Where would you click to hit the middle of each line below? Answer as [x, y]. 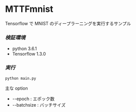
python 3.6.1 [24, 49]
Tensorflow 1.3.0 [29, 54]
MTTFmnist [29, 9]
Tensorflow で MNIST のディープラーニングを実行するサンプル [68, 23]
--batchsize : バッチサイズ [39, 105]
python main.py [21, 78]
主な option [17, 88]
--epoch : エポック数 [33, 99]
